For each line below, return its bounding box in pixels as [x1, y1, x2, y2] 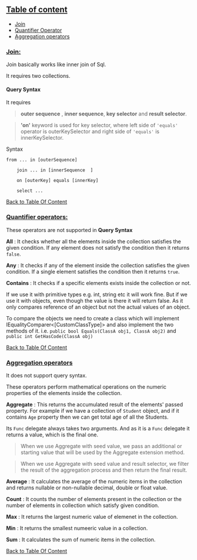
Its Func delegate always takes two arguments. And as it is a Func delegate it [6, 425, 190, 432]
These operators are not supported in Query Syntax [6, 226, 133, 233]
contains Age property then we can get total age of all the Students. [6, 413, 169, 420]
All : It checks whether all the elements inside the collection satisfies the [6, 238, 181, 245]
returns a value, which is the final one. [6, 431, 99, 438]
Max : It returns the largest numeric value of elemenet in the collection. [6, 513, 178, 520]
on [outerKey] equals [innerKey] [16, 178, 99, 184]
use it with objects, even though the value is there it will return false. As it [6, 297, 183, 304]
